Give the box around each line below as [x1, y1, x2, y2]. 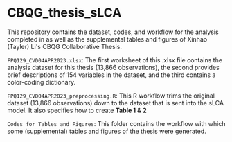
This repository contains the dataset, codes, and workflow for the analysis [7, 28, 220, 36]
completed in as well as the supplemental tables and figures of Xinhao [7, 35, 208, 43]
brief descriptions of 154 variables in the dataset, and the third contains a [7, 71, 216, 79]
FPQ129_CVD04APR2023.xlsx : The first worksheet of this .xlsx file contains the [7, 55, 223, 64]
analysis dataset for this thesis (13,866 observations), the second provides [7, 63, 220, 71]
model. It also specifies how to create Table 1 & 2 [7, 106, 147, 114]
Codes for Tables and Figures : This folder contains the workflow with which [7, 119, 226, 127]
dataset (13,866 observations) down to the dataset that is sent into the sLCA [7, 98, 224, 107]
